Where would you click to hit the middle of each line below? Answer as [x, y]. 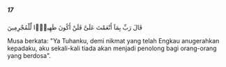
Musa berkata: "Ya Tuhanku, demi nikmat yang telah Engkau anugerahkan [113, 40]
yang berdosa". [29, 55]
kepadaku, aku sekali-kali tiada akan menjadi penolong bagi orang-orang [112, 48]
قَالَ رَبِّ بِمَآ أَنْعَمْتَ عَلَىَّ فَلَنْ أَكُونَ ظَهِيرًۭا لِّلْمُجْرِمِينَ [75, 27]
